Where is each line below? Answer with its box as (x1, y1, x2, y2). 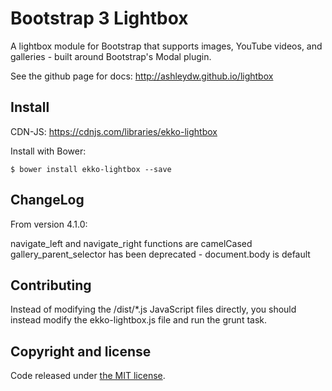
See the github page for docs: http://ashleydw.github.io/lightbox (10, 70, 274, 82)
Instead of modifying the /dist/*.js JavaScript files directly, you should (10, 303, 297, 316)
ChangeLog (10, 192, 85, 209)
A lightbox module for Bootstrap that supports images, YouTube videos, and (10, 40, 323, 52)
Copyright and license (10, 343, 152, 360)
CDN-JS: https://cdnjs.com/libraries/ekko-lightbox (10, 125, 218, 137)
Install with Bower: (10, 145, 87, 157)
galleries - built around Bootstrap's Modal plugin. (10, 50, 212, 62)
